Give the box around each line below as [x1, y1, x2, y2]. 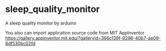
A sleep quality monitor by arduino [5, 20, 76, 26]
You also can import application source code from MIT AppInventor [5, 29, 145, 35]
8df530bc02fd [5, 40, 36, 46]
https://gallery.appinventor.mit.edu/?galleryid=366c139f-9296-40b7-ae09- [5, 35, 161, 41]
